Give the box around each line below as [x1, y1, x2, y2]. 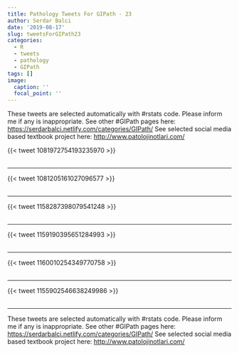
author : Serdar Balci [7, 17, 72, 24]
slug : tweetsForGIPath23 [7, 30, 81, 38]
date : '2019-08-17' [7, 24, 65, 31]
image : [7, 76, 27, 84]
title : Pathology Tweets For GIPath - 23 [7, 10, 132, 18]
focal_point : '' [14, 90, 62, 97]
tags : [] [7, 70, 33, 77]
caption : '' [14, 83, 50, 91]
